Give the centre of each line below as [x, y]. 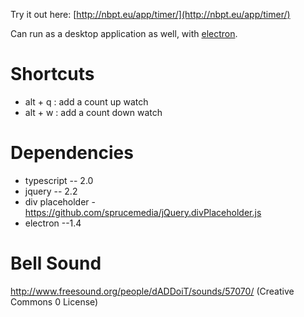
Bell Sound [56, 263]
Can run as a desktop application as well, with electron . [124, 33]
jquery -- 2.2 [51, 191]
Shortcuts [52, 74]
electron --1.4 [53, 223]
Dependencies [72, 153]
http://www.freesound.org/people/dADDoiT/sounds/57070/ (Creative [152, 291]
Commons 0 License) [54, 301]
